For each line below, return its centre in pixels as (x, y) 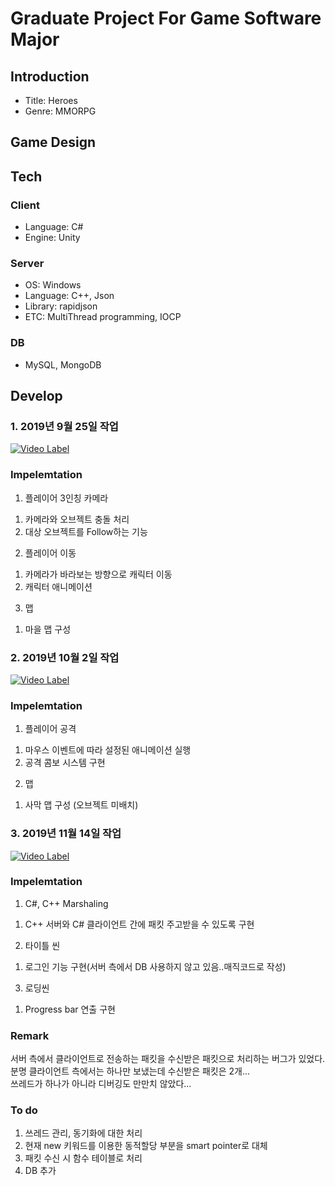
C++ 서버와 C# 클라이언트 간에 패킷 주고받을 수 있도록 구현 (139, 924)
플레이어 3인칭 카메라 (66, 498)
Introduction (50, 76)
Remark (30, 1035)
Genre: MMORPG (60, 111)
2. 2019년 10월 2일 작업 (65, 657)
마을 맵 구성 (48, 629)
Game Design (53, 142)
